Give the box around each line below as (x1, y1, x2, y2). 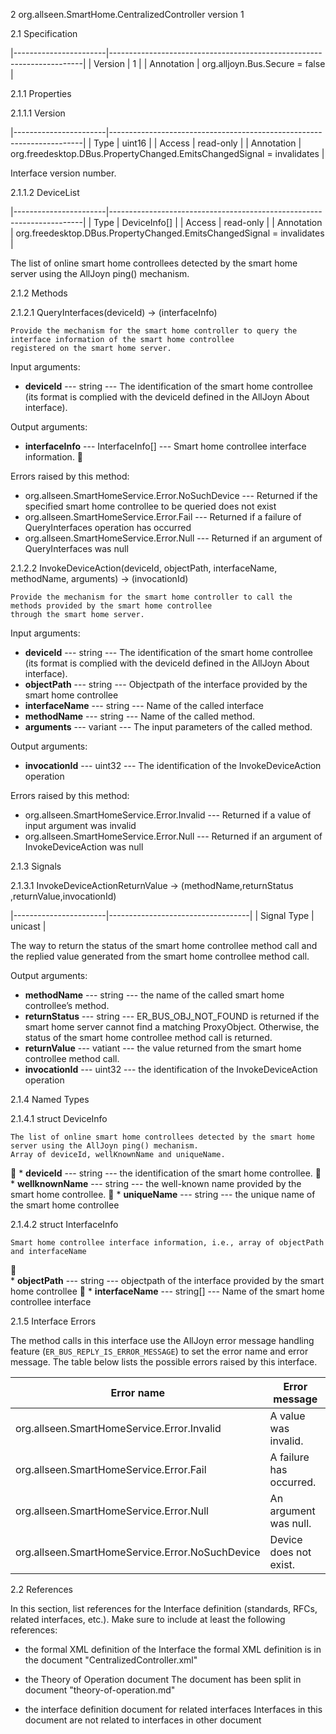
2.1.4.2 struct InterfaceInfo (10, 1219, 119, 1230)
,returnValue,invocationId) (10, 890, 117, 902)
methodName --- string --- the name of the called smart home (24, 989, 285, 1001)
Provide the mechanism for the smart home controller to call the (10, 592, 293, 602)
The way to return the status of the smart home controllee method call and (10, 940, 318, 951)
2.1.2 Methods (10, 287, 68, 299)
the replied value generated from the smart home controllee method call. (10, 950, 310, 962)
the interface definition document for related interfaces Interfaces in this (24, 1704, 323, 1715)
